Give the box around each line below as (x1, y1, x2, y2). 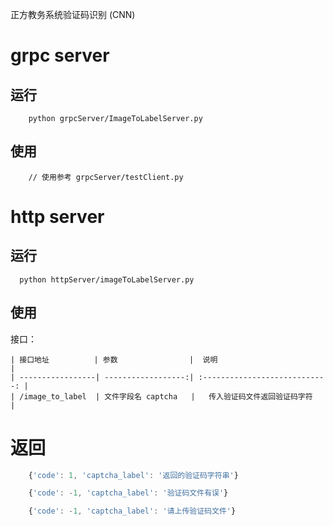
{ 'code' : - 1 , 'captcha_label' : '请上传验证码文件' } (28, 506, 237, 517)
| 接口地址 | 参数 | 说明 (10, 354, 218, 365)
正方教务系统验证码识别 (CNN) (10, 9, 136, 20)
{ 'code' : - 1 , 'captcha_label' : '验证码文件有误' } (28, 488, 229, 498)
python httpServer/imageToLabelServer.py (19, 274, 195, 285)
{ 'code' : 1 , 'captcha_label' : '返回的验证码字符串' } (28, 470, 239, 480)
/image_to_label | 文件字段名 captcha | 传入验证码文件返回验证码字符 (19, 391, 313, 402)
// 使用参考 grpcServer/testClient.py (28, 172, 184, 182)
